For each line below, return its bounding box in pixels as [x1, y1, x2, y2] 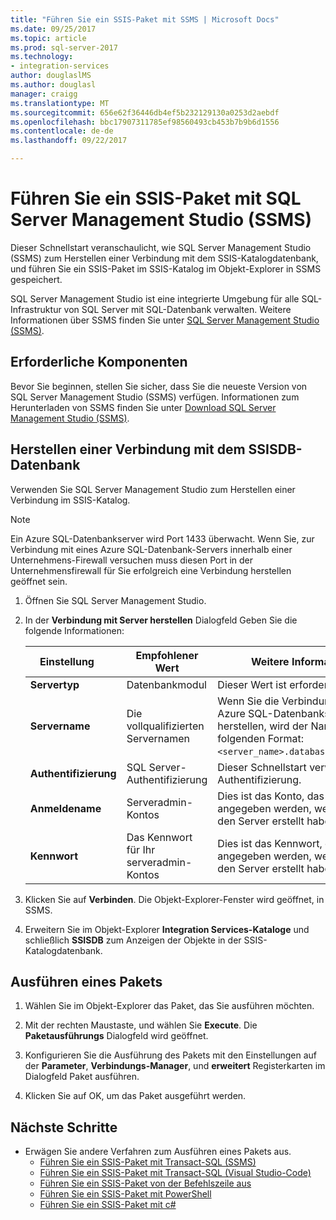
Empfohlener [135, 648, 199, 662]
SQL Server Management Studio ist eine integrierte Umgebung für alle [10, 292, 300, 305]
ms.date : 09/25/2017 [10, 24, 97, 34]
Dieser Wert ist [217, 677, 287, 691]
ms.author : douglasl [10, 80, 97, 90]
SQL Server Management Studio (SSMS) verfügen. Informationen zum [10, 391, 300, 403]
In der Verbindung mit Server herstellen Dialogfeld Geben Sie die [24, 614, 298, 626]
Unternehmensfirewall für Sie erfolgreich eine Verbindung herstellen [10, 564, 292, 576]
